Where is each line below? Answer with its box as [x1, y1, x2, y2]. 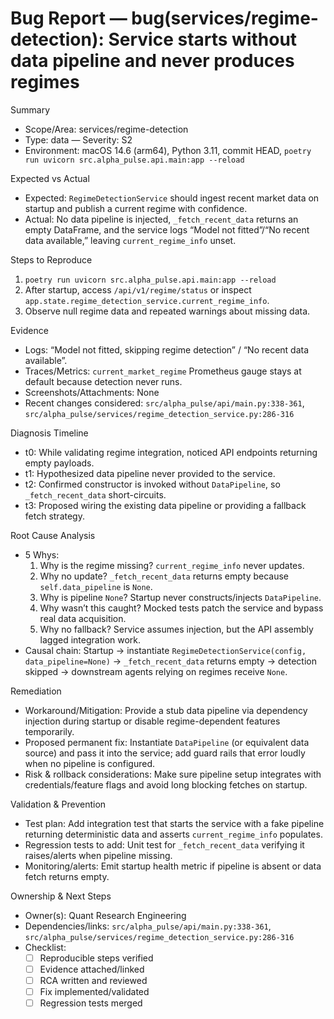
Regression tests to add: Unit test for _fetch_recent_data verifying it [24, 838, 305, 851]
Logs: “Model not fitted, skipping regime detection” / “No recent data [24, 343, 310, 356]
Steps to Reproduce [10, 253, 93, 266]
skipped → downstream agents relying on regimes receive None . [24, 665, 288, 677]
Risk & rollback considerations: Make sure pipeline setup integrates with [24, 768, 322, 780]
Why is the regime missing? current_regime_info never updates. [39, 559, 305, 571]
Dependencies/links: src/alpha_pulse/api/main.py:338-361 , [24, 920, 272, 932]
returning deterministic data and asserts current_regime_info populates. [24, 828, 323, 840]
